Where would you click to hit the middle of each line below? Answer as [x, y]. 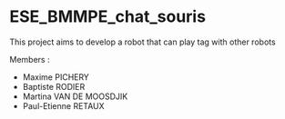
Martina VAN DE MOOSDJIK [75, 96]
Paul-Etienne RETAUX [63, 105]
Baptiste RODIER [54, 86]
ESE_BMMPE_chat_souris [108, 17]
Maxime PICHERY [56, 77]
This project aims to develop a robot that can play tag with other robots [142, 42]
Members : [30, 59]
